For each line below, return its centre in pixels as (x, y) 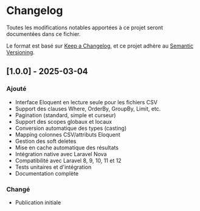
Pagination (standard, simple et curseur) (66, 115)
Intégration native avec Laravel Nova (61, 154)
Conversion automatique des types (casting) (71, 128)
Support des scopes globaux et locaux (64, 121)
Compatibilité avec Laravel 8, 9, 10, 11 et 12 (68, 160)
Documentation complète (47, 173)
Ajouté (16, 89)
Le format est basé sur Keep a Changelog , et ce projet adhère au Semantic (100, 46)
